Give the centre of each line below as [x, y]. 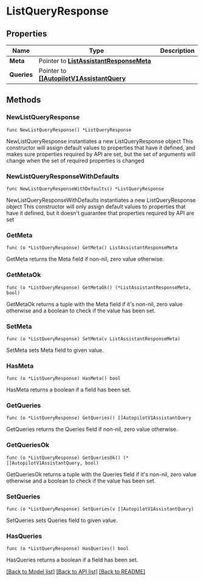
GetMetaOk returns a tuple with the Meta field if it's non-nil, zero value [95, 304]
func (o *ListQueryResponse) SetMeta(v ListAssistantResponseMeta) [93, 339]
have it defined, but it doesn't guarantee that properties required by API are [100, 213]
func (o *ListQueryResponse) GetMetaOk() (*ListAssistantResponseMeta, [99, 287]
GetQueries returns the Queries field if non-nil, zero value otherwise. [92, 429]
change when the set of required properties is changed [75, 160]
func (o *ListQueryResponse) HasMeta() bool [63, 379]
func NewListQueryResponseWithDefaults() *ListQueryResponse [85, 189]
